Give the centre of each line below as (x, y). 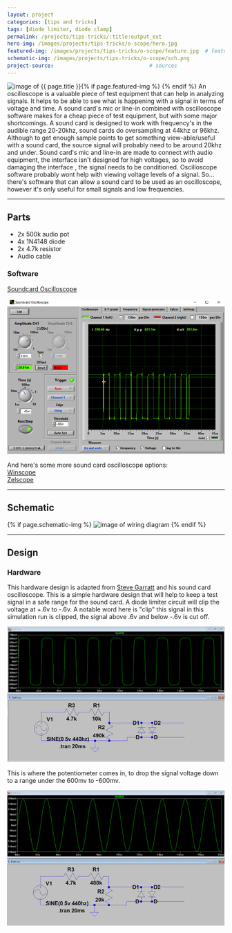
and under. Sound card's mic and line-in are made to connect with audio (110, 152)
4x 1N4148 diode (41, 241)
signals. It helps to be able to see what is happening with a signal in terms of (116, 101)
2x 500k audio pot (43, 234)
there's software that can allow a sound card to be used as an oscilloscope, (115, 182)
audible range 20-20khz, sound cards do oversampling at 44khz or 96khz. (113, 130)
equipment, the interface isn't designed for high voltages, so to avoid (105, 160)
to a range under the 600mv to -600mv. (64, 781)
